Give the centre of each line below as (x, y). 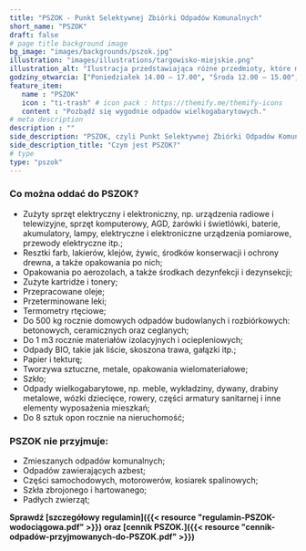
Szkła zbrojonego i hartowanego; (85, 490)
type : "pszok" (36, 162)
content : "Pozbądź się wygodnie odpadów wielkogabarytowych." (144, 111)
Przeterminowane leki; (65, 301)
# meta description (46, 120)
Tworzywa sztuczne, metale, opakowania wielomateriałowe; (135, 369)
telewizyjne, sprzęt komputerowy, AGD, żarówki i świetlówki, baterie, (151, 224)
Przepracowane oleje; (63, 291)
